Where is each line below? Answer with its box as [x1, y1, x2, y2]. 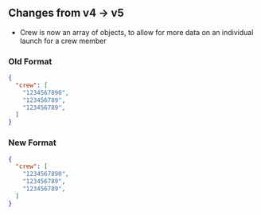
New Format [8, 137, 57, 148]
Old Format [8, 56, 53, 67]
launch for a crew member [19, 36, 107, 45]
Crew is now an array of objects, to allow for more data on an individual [19, 27, 254, 37]
